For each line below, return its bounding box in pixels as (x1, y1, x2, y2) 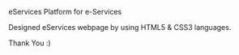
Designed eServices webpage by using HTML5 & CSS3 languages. (8, 23, 232, 32)
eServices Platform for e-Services (8, 7, 122, 16)
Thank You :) (8, 38, 51, 48)
